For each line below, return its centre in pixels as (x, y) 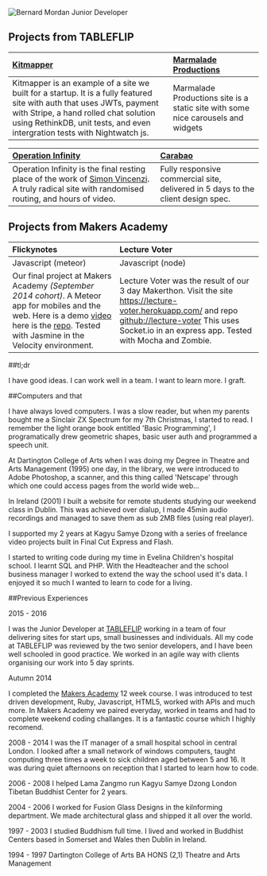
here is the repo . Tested (56, 325)
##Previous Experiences (48, 598)
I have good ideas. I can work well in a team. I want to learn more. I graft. (127, 380)
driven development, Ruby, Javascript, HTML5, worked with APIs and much (132, 702)
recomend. (26, 727)
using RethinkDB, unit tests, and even (81, 122)
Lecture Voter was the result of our (184, 281)
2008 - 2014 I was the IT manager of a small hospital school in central (122, 742)
